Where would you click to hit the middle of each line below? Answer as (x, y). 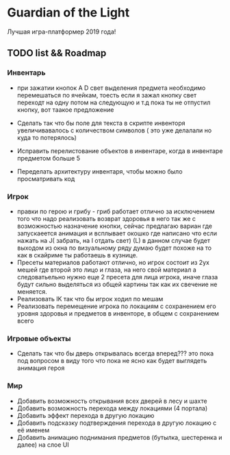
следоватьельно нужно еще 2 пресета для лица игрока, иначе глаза (117, 277)
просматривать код (46, 178)
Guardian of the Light (68, 13)
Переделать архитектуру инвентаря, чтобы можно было (100, 171)
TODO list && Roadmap (57, 53)
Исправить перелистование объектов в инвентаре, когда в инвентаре (120, 151)
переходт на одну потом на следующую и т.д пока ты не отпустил (114, 102)
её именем (33, 430)
